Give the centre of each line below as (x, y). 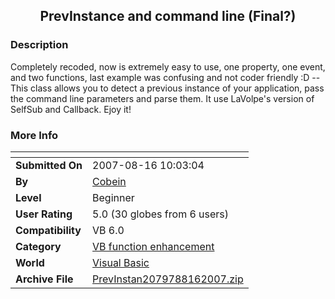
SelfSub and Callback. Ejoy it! (71, 109)
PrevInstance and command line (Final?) (168, 16)
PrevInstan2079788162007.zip (168, 279)
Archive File (44, 279)
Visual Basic (121, 262)
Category (38, 246)
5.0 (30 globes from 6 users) (161, 214)
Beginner (113, 197)
